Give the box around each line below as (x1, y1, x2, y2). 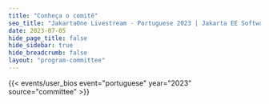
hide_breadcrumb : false (8, 49, 88, 57)
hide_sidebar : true (8, 42, 74, 50)
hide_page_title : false (8, 34, 88, 42)
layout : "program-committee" (8, 57, 106, 65)
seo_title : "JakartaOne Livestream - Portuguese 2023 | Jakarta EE (8, 19, 239, 27)
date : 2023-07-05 (8, 26, 66, 34)
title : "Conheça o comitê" (8, 11, 98, 20)
